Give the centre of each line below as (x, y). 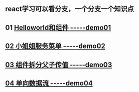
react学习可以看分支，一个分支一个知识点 (69, 9)
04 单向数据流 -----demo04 (49, 83)
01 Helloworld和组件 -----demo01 (58, 27)
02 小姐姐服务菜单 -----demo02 (55, 46)
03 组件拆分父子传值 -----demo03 (59, 65)
